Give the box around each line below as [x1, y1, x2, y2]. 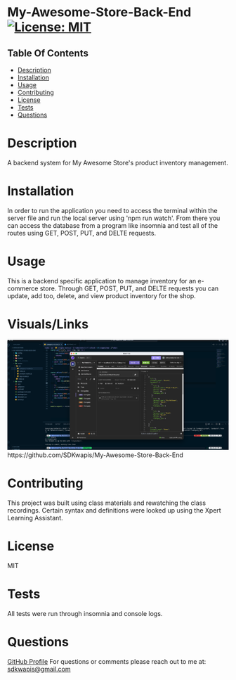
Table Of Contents [7, 47, 89, 59]
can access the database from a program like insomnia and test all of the [7, 221, 218, 229]
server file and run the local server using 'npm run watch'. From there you [7, 214, 221, 222]
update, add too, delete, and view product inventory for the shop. [7, 291, 197, 300]
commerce [7, 284, 39, 293]
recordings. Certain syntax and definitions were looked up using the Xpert [7, 506, 221, 514]
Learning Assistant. [7, 513, 63, 522]
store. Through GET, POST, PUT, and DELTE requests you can [39, 284, 219, 293]
